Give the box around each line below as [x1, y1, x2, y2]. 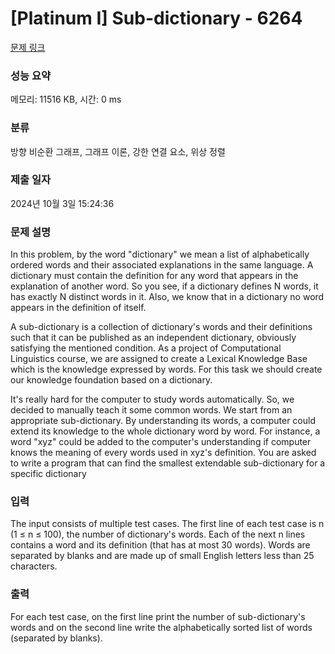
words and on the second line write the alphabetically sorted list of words [10, 621, 313, 633]
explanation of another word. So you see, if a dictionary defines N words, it [10, 280, 319, 292]
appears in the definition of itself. [10, 302, 147, 314]
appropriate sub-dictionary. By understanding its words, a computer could [10, 415, 316, 427]
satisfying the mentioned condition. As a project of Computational [10, 342, 282, 354]
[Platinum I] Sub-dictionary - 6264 [10, 7, 303, 30]
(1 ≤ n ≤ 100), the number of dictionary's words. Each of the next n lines [10, 528, 306, 541]
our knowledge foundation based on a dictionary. [10, 374, 213, 386]
